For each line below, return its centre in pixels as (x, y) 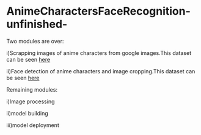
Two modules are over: (35, 41)
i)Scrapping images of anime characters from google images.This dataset (99, 53)
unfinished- (37, 24)
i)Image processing (31, 101)
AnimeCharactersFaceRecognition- (99, 11)
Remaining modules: (32, 89)
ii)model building (27, 113)
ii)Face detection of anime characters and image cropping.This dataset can (101, 71)
